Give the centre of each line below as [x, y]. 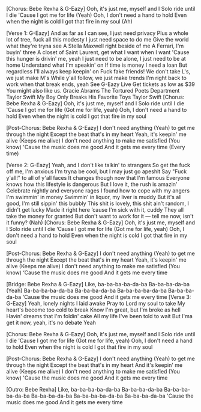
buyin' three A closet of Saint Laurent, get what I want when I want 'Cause [98, 52]
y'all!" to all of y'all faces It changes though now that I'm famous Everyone [98, 178]
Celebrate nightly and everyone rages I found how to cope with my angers [98, 191]
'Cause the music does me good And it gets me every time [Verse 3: [107, 297]
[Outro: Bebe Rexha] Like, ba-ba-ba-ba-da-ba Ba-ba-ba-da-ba [85, 389]
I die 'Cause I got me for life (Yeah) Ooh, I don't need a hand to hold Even [97, 15]
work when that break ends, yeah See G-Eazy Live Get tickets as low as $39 [100, 84]
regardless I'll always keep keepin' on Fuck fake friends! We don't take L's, [98, 71]
